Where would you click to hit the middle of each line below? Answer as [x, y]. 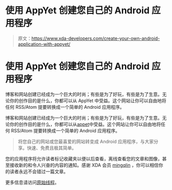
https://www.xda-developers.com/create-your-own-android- [96, 38]
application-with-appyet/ [44, 44]
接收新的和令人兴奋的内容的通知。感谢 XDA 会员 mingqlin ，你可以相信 [84, 165]
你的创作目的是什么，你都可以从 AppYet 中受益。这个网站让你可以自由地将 [88, 101]
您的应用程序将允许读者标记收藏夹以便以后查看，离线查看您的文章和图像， [84, 158]
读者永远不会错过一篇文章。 [39, 171]
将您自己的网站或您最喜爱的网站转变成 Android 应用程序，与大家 [86, 141]
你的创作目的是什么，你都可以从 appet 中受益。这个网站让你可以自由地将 [85, 124]
